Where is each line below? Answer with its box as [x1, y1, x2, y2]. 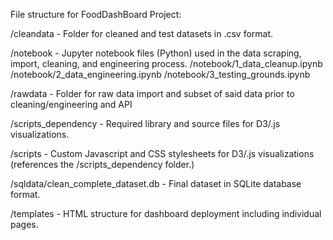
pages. [10, 219, 39, 230]
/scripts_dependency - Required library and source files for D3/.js [10, 118, 281, 129]
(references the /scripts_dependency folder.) [10, 159, 195, 170]
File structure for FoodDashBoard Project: [10, 9, 182, 20]
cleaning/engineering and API [10, 99, 133, 110]
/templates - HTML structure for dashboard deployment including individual [10, 208, 322, 219]
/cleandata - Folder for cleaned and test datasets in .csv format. [10, 28, 274, 39]
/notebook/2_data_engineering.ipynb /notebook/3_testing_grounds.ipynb [10, 69, 311, 80]
